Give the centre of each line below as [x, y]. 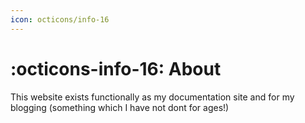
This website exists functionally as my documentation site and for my [152, 97]
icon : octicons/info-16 [60, 19]
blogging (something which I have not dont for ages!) [120, 107]
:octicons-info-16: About [116, 68]
